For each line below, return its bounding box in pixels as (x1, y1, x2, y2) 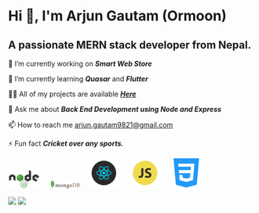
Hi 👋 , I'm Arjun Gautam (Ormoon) (8, 7, 228, 25)
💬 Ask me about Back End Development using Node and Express (8, 105, 222, 114)
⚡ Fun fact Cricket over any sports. (8, 139, 124, 148)
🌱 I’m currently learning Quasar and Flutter (8, 74, 149, 83)
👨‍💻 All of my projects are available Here (8, 89, 137, 99)
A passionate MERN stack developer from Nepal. (8, 38, 252, 52)
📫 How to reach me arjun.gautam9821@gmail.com (8, 121, 173, 129)
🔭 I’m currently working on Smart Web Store (8, 59, 152, 68)
